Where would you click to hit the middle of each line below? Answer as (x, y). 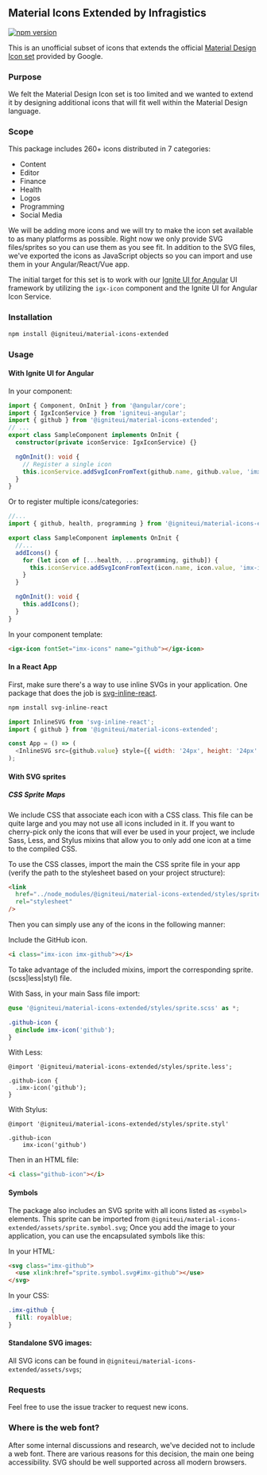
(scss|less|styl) (33, 977)
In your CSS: (29, 1296)
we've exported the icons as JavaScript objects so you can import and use (130, 256)
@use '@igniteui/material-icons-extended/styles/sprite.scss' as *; (124, 1008)
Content (33, 164)
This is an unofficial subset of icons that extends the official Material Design (132, 48)
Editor (29, 173)
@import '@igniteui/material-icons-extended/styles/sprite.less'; (120, 1067)
